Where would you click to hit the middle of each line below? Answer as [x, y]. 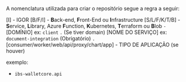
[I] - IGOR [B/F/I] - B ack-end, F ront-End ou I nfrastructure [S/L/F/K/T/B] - [93, 20]
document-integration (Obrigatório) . [51, 38]
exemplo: [17, 62]
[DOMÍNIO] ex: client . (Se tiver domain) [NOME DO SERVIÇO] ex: [87, 32]
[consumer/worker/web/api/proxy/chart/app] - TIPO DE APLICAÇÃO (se [92, 45]
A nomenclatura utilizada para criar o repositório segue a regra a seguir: [93, 8]
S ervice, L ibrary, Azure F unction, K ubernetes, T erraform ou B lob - [86, 26]
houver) [15, 51]
